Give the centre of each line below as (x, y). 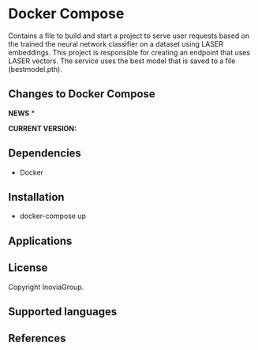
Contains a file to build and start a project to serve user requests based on (129, 36)
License (28, 268)
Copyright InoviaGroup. (46, 287)
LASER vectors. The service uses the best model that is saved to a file (122, 61)
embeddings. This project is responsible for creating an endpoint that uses (129, 52)
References (37, 339)
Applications (40, 241)
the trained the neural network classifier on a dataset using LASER (116, 43)
